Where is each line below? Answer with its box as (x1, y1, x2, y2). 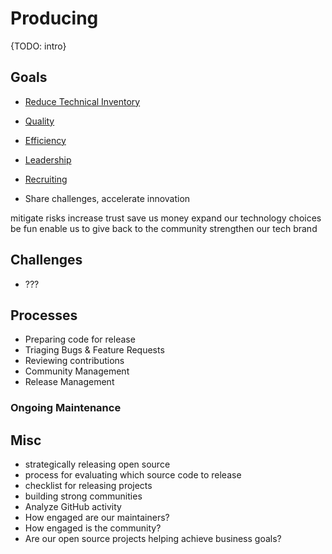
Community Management (24, 365, 130, 377)
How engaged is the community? (24, 522, 162, 534)
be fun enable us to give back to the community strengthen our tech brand (10, 222, 318, 234)
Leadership (24, 153, 72, 166)
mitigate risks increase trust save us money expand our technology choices (10, 212, 322, 224)
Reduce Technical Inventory (24, 95, 141, 107)
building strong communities (24, 490, 143, 502)
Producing (10, 7, 99, 30)
